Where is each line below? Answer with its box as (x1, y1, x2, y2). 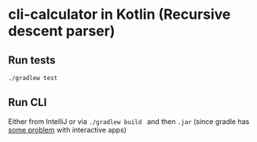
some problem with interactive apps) (8, 125, 127, 134)
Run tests (8, 53, 56, 67)
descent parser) (8, 22, 116, 40)
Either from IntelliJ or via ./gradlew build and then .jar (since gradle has (8, 116, 250, 126)
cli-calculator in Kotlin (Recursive (8, 5, 231, 24)
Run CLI (8, 96, 47, 109)
